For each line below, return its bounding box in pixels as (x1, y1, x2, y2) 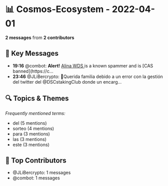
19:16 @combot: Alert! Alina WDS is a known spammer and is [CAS (12, 62, 153, 68)
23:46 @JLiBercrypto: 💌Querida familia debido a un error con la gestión (12, 73, 163, 80)
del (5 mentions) (12, 120, 47, 126)
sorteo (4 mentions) (12, 125, 54, 131)
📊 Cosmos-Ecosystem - (5, 4, 110, 15)
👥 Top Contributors (5, 156, 67, 165)
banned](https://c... (12, 68, 54, 74)
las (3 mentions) (12, 136, 47, 142)
